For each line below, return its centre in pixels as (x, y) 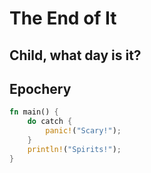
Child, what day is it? (75, 55)
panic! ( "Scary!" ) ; (83, 131)
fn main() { (34, 112)
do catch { (50, 122)
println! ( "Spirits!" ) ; (74, 149)
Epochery (40, 88)
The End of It (63, 18)
